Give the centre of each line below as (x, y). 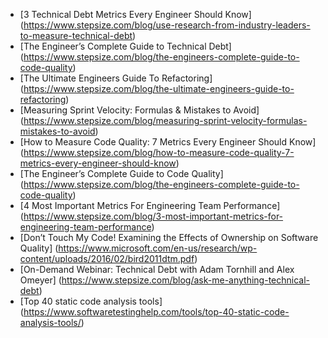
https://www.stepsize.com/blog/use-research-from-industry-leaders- (167, 25)
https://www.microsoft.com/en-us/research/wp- (158, 248)
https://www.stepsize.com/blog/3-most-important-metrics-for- (153, 216)
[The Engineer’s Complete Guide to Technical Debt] (125, 46)
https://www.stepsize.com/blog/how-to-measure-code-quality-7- (159, 152)
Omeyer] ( (40, 280)
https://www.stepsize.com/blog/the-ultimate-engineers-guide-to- (159, 88)
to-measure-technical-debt (76, 35)
